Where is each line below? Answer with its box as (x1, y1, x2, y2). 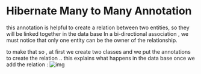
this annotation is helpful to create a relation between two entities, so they (6, 24, 190, 31)
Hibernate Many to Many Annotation (6, 4, 192, 18)
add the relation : (6, 61, 48, 68)
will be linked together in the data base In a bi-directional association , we (6, 30, 188, 37)
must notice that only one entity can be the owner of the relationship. (6, 36, 178, 44)
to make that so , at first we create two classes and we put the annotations (6, 48, 191, 55)
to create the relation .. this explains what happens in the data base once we (6, 54, 196, 61)
